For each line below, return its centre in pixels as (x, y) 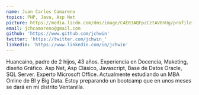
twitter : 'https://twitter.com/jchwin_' (57, 39)
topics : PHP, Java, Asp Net (41, 17)
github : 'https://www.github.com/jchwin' (58, 34)
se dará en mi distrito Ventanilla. (45, 87)
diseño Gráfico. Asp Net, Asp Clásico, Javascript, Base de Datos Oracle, (94, 68)
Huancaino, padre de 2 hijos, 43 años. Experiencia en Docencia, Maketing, (97, 61)
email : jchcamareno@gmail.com (44, 28)
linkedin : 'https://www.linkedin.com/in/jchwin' (67, 45)
